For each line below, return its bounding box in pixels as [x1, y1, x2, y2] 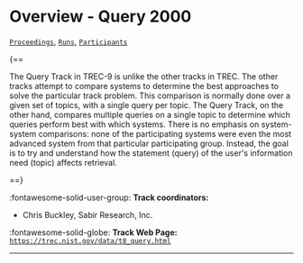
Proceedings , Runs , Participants [9, 36, 128, 47]
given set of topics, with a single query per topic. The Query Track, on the [9, 99, 284, 110]
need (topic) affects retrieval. [9, 157, 117, 168]
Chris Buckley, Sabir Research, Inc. [22, 209, 153, 220]
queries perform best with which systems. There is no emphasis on [9, 119, 260, 130]
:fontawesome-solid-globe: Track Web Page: [9, 227, 178, 238]
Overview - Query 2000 [9, 6, 192, 27]
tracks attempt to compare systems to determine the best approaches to [9, 80, 280, 91]
